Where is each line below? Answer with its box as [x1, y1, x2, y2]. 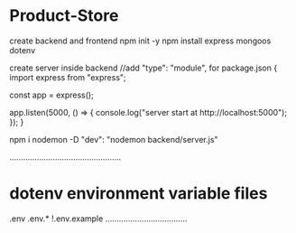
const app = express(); [9, 89, 95, 100]
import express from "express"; [9, 71, 126, 82]
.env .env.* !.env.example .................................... [9, 213, 188, 224]
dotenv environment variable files [9, 183, 268, 204]
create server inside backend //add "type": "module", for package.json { [9, 62, 278, 73]
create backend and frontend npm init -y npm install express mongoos [9, 35, 272, 46]
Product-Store [9, 5, 119, 26]
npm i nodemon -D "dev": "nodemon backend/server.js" [9, 134, 218, 144]
